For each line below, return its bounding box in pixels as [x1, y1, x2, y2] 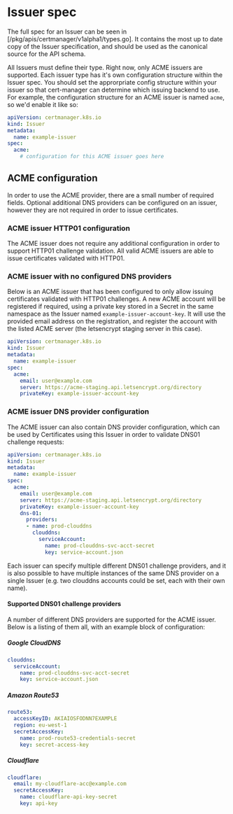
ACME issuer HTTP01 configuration [7, 223, 131, 233]
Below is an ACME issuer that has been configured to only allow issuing [7, 288, 213, 296]
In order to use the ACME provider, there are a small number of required [7, 190, 215, 199]
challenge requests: [7, 437, 64, 446]
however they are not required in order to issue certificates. [7, 206, 178, 214]
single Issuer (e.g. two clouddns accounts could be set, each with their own [7, 576, 225, 584]
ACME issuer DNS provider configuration [7, 407, 149, 416]
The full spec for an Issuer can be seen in [7, 27, 127, 36]
